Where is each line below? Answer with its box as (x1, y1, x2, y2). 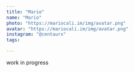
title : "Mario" (6, 8, 45, 15)
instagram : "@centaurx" (6, 31, 67, 38)
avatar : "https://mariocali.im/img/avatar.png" (6, 25, 129, 32)
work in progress (6, 59, 49, 66)
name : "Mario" (6, 15, 42, 21)
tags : (6, 37, 20, 43)
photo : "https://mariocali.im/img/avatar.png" (6, 20, 126, 26)
